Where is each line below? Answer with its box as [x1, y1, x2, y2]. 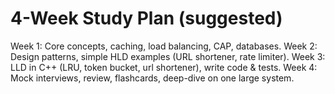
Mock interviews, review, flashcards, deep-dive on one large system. [10, 72, 295, 84]
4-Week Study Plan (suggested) [10, 7, 283, 30]
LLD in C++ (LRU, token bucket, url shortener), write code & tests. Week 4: [10, 61, 318, 73]
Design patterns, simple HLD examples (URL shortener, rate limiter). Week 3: [10, 50, 326, 62]
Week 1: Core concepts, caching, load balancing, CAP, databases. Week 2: [10, 40, 318, 52]
